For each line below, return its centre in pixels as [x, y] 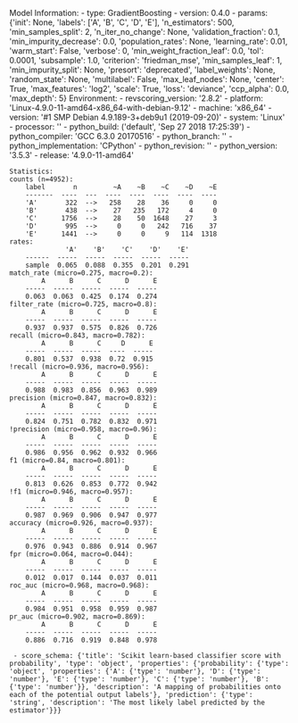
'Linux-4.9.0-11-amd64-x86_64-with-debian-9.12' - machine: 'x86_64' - [141, 108]
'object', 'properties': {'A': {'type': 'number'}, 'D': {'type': [135, 671]
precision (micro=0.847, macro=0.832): [83, 398]
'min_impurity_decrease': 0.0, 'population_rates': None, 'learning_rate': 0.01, [149, 41]
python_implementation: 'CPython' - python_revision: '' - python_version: [144, 145]
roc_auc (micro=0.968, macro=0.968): [79, 586]
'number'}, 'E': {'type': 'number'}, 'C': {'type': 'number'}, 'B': [139, 679]
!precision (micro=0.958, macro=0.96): [83, 429]
